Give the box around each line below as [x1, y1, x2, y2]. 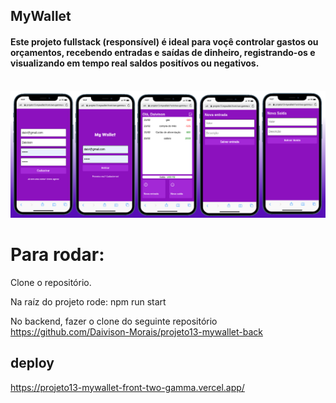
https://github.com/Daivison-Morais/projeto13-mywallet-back [10, 325, 263, 338]
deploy [10, 355, 55, 372]
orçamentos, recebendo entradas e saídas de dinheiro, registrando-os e [10, 46, 316, 58]
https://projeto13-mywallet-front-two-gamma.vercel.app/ [10, 381, 245, 393]
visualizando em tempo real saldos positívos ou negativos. [10, 57, 260, 69]
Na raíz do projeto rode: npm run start [10, 295, 167, 308]
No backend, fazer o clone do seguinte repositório [10, 315, 218, 327]
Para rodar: [10, 244, 105, 266]
